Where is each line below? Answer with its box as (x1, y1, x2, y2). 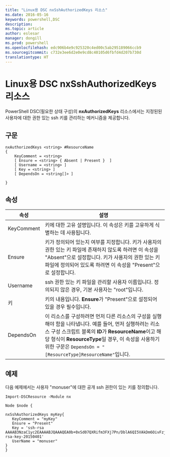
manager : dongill (5, 36, 42, 41)
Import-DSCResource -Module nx (5, 394, 71, 399)
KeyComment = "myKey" (12, 416, 58, 421)
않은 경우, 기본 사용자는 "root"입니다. (60, 286, 144, 293)
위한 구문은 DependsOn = (45, 343, 100, 350)
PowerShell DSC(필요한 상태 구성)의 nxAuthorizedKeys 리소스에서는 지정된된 (5, 109, 162, 115)
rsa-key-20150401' (5, 434, 44, 439)
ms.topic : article (5, 26, 44, 31)
